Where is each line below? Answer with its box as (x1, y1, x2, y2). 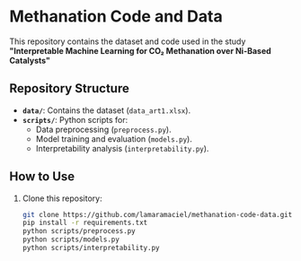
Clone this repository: (22, 193, 102, 204)
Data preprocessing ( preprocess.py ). (35, 124, 173, 135)
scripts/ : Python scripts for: (22, 114, 128, 125)
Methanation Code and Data (9, 6, 223, 27)
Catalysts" (9, 55, 51, 65)
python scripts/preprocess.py (22, 227, 137, 236)
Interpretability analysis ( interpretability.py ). (35, 143, 209, 153)
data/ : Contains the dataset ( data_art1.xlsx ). (22, 105, 191, 116)
